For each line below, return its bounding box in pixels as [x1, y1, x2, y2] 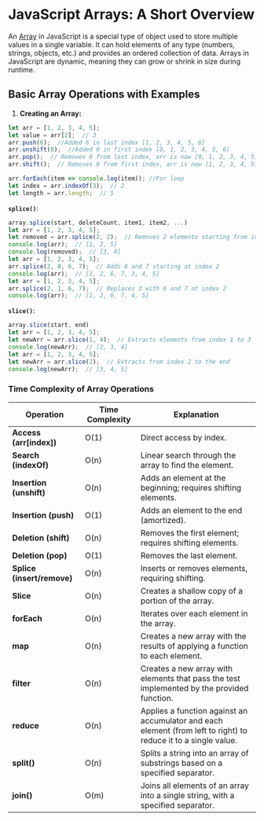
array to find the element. [140, 459, 234, 470]
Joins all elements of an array [140, 780, 249, 791]
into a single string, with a [140, 790, 235, 801]
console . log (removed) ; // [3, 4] [8, 248, 122, 256]
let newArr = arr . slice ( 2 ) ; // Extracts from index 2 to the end [8, 358, 230, 366]
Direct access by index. [140, 432, 227, 443]
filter [12, 678, 31, 689]
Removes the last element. [140, 550, 238, 561]
